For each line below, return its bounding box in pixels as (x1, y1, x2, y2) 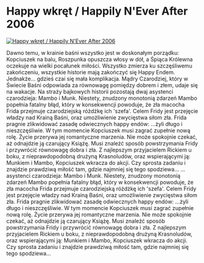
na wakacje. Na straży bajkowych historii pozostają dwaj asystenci (6, 88, 174, 95)
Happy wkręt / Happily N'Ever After (6, 4, 188, 18)
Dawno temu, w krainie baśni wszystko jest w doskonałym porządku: (6, 49, 180, 56)
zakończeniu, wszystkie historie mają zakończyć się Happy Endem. (6, 68, 175, 75)
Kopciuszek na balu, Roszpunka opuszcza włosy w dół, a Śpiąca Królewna (6, 55, 193, 63)
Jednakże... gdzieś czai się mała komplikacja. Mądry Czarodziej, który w (6, 75, 189, 82)
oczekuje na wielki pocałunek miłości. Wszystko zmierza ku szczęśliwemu (6, 62, 193, 69)
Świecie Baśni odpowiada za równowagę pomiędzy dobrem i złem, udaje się (6, 81, 198, 89)
